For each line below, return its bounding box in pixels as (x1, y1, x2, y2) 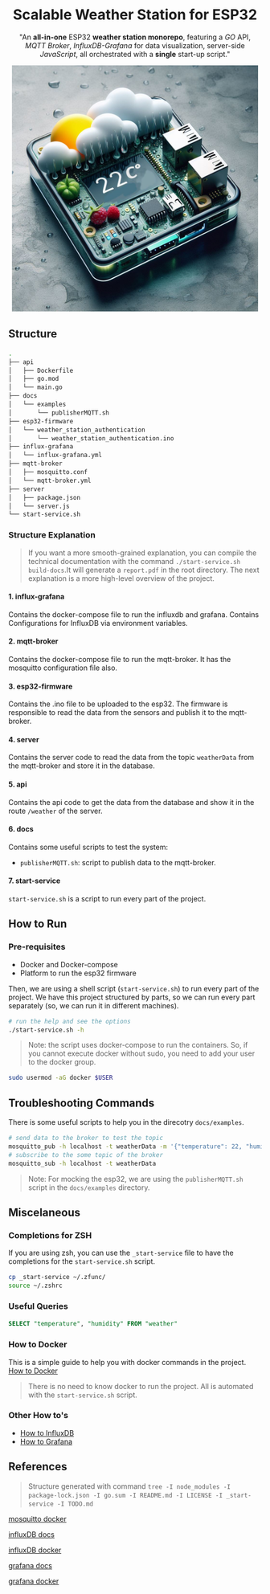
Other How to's (8, 1410, 69, 1421)
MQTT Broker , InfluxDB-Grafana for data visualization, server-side (25, 40, 245, 50)
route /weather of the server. (8, 806, 103, 815)
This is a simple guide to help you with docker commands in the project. (8, 1357, 247, 1367)
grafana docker (8, 1576, 59, 1586)
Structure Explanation (8, 529, 96, 541)
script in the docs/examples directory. (27, 1183, 150, 1192)
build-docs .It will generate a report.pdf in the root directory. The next (27, 565, 260, 574)
